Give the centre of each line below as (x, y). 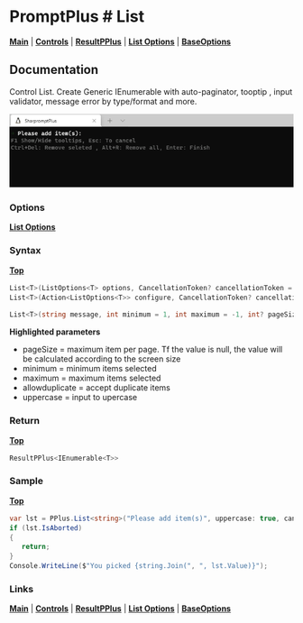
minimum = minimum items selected (89, 369)
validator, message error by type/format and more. (103, 101)
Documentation (54, 70)
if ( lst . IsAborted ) (46, 528)
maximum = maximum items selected (92, 378)
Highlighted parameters (55, 332)
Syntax (25, 251)
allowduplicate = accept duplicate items (96, 388)
